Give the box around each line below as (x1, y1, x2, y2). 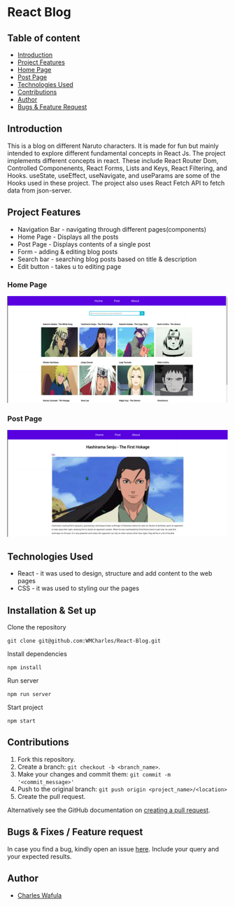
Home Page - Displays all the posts (17, 232, 119, 241)
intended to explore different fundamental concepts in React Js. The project (7, 148, 226, 158)
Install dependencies (7, 650, 68, 658)
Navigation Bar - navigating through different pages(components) (17, 225, 207, 233)
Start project (7, 703, 43, 711)
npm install (7, 664, 42, 671)
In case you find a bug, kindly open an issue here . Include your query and (7, 844, 219, 853)
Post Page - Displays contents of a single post (17, 239, 151, 249)
